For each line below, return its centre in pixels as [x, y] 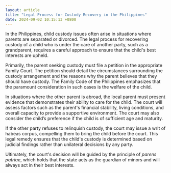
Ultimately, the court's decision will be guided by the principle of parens [81, 154]
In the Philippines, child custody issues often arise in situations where [78, 34]
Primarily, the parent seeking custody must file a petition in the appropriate [84, 65]
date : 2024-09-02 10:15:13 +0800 [41, 19]
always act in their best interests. [40, 165]
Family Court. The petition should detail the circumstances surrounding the [84, 71]
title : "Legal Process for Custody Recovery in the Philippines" [76, 15]
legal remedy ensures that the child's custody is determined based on [79, 139]
